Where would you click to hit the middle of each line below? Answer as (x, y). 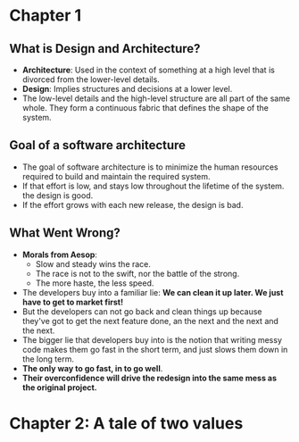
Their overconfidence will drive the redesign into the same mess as (149, 378)
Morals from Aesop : (60, 254)
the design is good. (58, 195)
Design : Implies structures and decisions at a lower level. (127, 89)
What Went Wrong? (65, 233)
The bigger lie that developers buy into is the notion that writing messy (152, 339)
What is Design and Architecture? (105, 49)
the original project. (60, 387)
